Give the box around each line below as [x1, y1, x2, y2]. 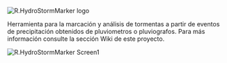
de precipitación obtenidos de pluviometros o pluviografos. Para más [7, 28, 205, 35]
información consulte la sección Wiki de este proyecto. [7, 35, 165, 43]
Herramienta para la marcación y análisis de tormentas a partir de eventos [7, 20, 220, 28]
